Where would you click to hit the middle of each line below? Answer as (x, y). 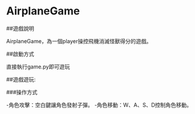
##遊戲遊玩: (21, 79)
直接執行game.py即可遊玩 (38, 67)
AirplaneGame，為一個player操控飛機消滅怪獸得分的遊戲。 (79, 41)
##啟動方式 (20, 54)
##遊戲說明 (20, 28)
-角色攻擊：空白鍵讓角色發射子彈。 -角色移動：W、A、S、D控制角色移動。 (99, 105)
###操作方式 (22, 92)
